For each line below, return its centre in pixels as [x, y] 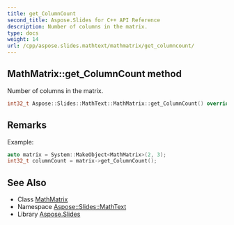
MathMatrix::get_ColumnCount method [95, 74]
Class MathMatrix [42, 199]
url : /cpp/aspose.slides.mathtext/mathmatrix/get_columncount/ [101, 46]
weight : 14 [23, 40]
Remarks [27, 125]
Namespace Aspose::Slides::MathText [72, 207]
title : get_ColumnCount [42, 14]
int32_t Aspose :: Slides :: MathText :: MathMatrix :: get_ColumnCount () [106, 103]
